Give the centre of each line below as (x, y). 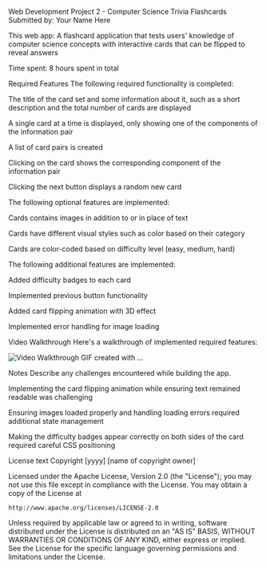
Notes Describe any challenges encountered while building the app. (120, 373)
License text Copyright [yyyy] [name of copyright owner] (102, 461)
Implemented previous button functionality (78, 295)
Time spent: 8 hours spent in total (64, 68)
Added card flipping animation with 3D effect (82, 311)
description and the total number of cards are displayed (100, 108)
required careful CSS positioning (62, 445)
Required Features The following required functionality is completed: (121, 84)
